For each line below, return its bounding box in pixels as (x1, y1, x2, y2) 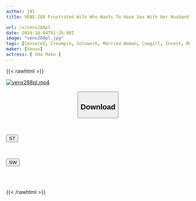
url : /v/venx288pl (6, 24, 51, 30)
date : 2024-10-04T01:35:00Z (6, 30, 75, 36)
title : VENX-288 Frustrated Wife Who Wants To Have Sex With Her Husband (6, 14, 190, 20)
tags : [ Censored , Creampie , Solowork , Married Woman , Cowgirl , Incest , (6, 41, 184, 47)
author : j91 (6, 8, 35, 15)
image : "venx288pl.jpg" (6, 36, 64, 41)
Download (80, 103, 116, 111)
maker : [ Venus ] (6, 46, 43, 52)
